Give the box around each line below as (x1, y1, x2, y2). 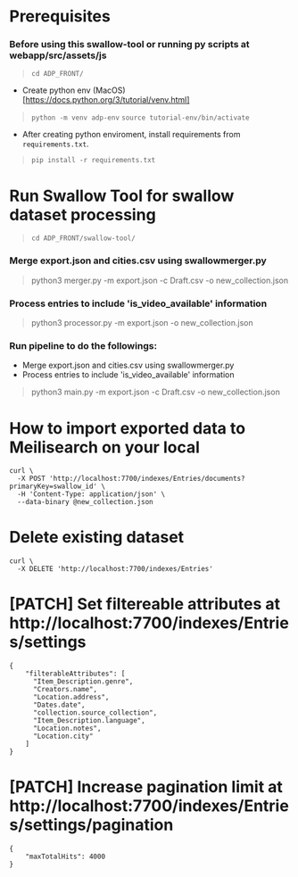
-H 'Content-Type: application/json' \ (17, 490, 166, 499)
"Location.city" (32, 732, 94, 741)
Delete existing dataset (9, 527, 185, 548)
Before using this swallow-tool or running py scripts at (9, 38, 250, 51)
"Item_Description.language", (32, 716, 145, 725)
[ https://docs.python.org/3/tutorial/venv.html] (21, 95, 190, 105)
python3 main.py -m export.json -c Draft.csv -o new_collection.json (30, 386, 281, 398)
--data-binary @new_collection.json (17, 498, 153, 507)
